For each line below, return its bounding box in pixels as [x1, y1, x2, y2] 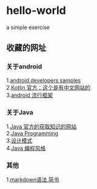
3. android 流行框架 [6, 91, 53, 99]
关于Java [6, 108, 33, 116]
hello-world [6, 4, 67, 18]
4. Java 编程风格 [6, 144, 46, 151]
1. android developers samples [6, 76, 81, 84]
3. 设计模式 [6, 137, 33, 144]
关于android [6, 62, 42, 71]
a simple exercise [6, 24, 50, 31]
